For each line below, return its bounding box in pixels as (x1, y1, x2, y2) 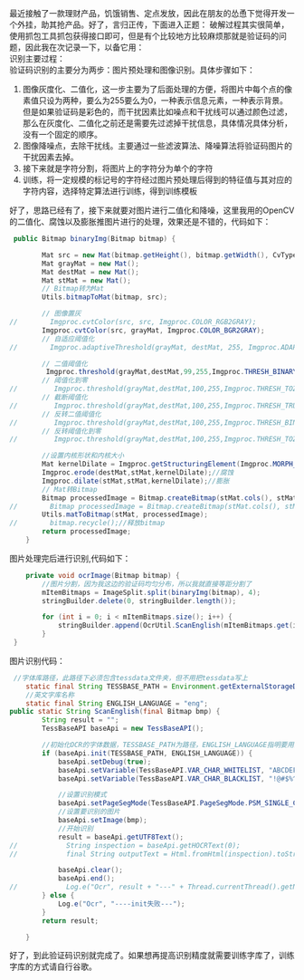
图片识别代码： (9, 655, 65, 666)
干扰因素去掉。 (22, 152, 79, 162)
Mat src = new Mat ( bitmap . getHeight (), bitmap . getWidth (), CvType (42, 250, 298, 260)
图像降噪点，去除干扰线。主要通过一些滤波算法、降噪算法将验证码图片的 (22, 140, 292, 151)
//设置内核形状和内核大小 (42, 451, 125, 460)
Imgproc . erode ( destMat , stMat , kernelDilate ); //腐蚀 (42, 468, 234, 477)
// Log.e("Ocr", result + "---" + (9, 882, 184, 892)
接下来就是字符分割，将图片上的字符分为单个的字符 (22, 163, 214, 174)
